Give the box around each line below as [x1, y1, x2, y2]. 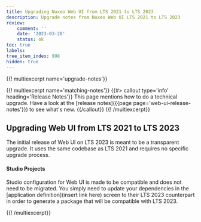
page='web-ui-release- [133, 99, 191, 106]
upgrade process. [6, 152, 50, 159]
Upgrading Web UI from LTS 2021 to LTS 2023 [6, 123, 180, 133]
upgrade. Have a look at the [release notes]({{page [6, 99, 132, 106]
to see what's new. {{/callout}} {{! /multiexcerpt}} [29, 106, 151, 113]
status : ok [17, 36, 44, 42]
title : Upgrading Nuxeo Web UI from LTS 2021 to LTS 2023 [6, 8, 154, 15]
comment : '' [17, 25, 47, 32]
